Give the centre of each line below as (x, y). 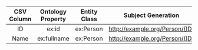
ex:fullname (53, 39)
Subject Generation (151, 15)
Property (53, 19)
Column (20, 19)
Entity (89, 11)
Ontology (53, 11)
